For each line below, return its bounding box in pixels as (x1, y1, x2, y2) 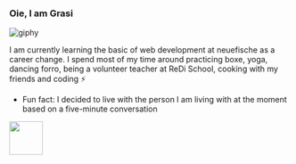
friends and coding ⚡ (9, 74, 86, 85)
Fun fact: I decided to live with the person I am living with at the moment (21, 94, 287, 105)
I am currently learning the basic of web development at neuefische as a (9, 45, 275, 55)
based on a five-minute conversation (21, 103, 158, 114)
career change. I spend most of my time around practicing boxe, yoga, (9, 54, 268, 65)
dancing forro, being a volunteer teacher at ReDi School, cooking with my (9, 63, 279, 74)
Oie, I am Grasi (9, 7, 74, 20)
